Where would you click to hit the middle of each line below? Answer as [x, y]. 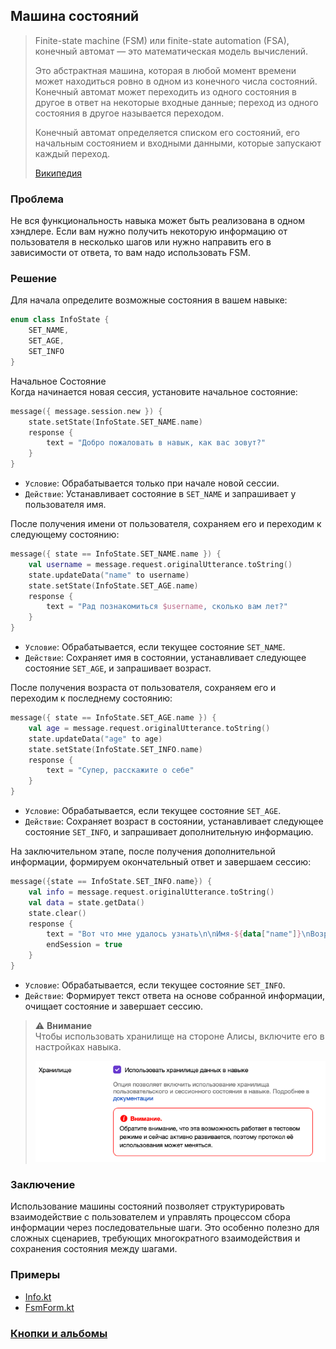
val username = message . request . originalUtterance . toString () [160, 564]
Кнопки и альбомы [59, 1333]
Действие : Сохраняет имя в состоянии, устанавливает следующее [165, 658]
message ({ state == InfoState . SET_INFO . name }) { [111, 882]
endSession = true [84, 945]
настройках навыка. [78, 1046]
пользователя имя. [65, 505]
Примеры [35, 1275]
